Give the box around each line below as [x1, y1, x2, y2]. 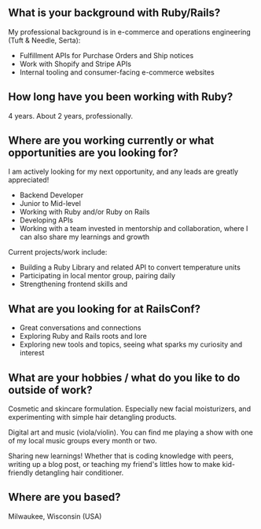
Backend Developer [19, 190, 84, 200]
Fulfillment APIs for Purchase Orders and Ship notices [19, 50, 194, 60]
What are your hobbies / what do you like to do [8, 371, 241, 384]
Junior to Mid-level [19, 199, 81, 208]
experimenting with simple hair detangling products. [8, 413, 177, 422]
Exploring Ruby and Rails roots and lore [19, 332, 147, 341]
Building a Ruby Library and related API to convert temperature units [19, 263, 241, 272]
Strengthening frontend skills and [19, 279, 128, 289]
